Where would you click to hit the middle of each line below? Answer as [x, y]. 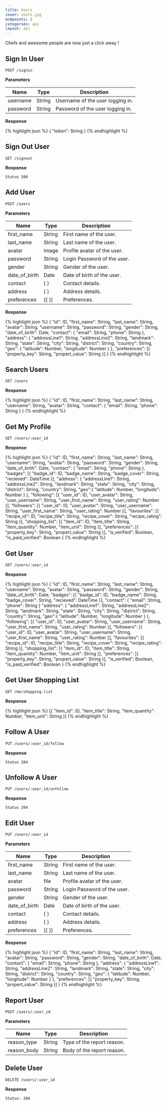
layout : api [18, 29]
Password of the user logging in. [94, 109]
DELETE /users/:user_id [30, 1080]
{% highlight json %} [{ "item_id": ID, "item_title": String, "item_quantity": [80, 711]
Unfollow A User [31, 778]
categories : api [22, 24]
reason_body [23, 1051]
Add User [20, 192]
